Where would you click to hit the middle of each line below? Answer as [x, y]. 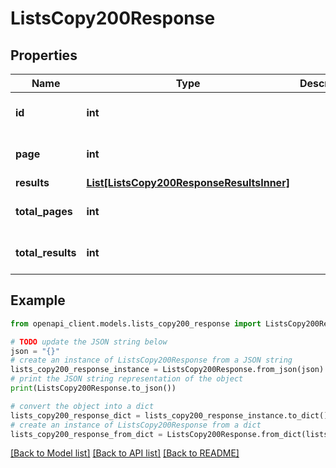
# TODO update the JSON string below [89, 342]
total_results [46, 252]
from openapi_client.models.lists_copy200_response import [136, 323]
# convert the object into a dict [82, 406]
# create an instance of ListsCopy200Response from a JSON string [151, 360]
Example [38, 300]
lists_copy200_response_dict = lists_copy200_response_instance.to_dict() [169, 415]
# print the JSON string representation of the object [127, 379]
